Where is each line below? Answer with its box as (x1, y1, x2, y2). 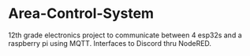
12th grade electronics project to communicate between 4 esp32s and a (8, 30, 242, 40)
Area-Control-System (8, 5, 155, 23)
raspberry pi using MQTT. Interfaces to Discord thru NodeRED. (8, 38, 211, 47)
